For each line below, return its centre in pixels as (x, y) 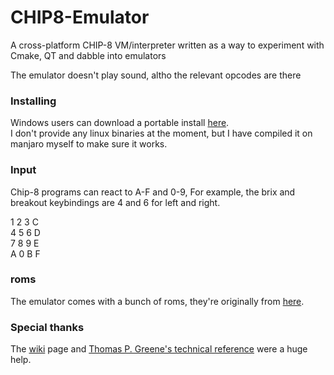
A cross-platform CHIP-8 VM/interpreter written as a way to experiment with (167, 45)
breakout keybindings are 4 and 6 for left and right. (115, 202)
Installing (33, 101)
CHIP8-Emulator (80, 17)
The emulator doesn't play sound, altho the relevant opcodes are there (156, 75)
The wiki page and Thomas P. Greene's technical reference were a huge (159, 349)
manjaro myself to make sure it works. (89, 144)
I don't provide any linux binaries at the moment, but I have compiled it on (161, 133)
